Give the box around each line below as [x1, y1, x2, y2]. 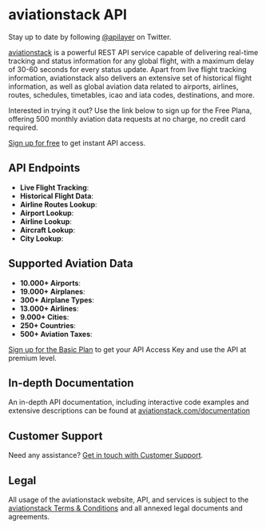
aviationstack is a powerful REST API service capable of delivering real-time [8, 47, 259, 57]
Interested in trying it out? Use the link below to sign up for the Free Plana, [8, 106, 252, 115]
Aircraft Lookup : [19, 225, 76, 234]
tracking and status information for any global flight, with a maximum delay [8, 56, 255, 66]
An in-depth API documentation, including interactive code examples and [8, 398, 249, 407]
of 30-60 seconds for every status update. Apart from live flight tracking [8, 64, 247, 74]
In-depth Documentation [8, 376, 134, 390]
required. [8, 122, 38, 132]
